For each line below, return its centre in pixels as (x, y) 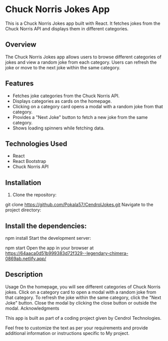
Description (24, 274)
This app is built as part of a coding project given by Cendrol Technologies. (83, 318)
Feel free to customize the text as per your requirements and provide (77, 328)
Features (19, 84)
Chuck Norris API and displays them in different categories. (67, 28)
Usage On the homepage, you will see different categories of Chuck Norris (83, 286)
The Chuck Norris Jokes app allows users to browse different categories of (83, 57)
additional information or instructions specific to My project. (67, 333)
